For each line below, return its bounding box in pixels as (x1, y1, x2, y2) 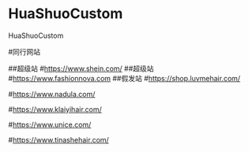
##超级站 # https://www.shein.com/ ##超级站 (8, 64, 154, 73)
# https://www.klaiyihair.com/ (8, 104, 103, 114)
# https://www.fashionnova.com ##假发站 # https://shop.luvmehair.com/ (8, 73, 241, 83)
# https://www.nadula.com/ (8, 89, 96, 98)
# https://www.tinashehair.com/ (8, 135, 109, 144)
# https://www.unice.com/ (8, 120, 92, 129)
